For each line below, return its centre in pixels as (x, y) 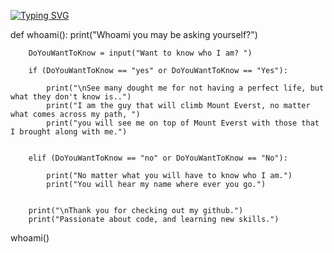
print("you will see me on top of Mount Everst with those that (183, 123)
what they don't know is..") (71, 97)
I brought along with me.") (69, 132)
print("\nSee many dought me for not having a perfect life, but (185, 88)
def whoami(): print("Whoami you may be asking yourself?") (134, 34)
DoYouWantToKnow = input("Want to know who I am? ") (140, 53)
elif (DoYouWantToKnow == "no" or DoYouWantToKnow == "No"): (158, 158)
